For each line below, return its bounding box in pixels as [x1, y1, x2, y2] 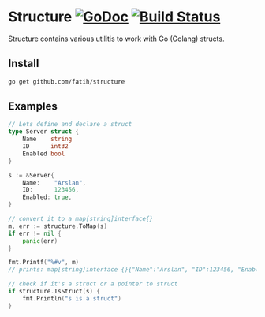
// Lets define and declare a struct [8, 121, 132, 129]
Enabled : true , [22, 193, 73, 201]
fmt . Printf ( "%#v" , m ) [8, 259, 80, 267]
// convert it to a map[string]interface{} [8, 215, 154, 223]
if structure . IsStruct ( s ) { [8, 288, 101, 296]
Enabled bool [22, 150, 65, 158]
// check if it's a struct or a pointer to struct [8, 280, 178, 288]
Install [8, 57, 39, 70]
